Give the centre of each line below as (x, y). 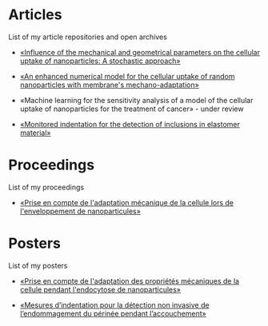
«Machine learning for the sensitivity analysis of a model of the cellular (136, 100)
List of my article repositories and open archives (88, 37)
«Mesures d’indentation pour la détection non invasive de (114, 304)
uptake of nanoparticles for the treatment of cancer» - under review (132, 109)
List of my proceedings (46, 187)
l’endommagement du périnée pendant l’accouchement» (113, 313)
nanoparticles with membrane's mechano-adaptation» (110, 85)
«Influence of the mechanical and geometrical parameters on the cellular (140, 52)
